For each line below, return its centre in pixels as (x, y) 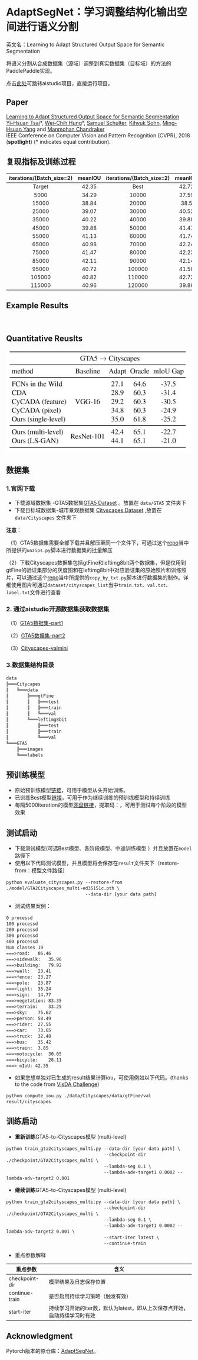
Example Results (37, 306)
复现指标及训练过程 (41, 162)
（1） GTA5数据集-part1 (35, 623)
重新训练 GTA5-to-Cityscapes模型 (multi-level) (70, 1136)
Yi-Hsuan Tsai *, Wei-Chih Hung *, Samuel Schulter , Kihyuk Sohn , (84, 123)
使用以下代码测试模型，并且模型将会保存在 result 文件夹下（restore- (97, 863)
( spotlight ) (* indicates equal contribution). (58, 141)
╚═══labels (30, 755)
